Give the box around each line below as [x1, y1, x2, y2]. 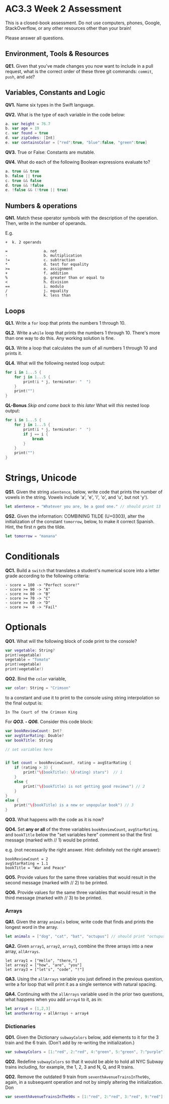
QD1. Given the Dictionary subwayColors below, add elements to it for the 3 [5, 1034, 159, 1040]
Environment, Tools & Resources [5, 49, 109, 58]
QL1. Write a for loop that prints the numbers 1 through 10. [5, 320, 126, 326]
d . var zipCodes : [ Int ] [5, 135, 55, 140]
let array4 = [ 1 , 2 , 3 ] [5, 1006, 51, 1012]
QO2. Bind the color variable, [5, 676, 66, 682]
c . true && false [5, 178, 42, 183]
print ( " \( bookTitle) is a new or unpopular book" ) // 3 [14, 802, 134, 808]
